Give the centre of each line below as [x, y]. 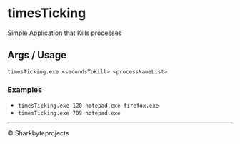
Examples [25, 89]
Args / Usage [37, 55]
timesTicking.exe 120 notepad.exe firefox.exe [88, 106]
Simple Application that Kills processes [65, 33]
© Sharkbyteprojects [38, 133]
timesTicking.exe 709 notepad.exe [69, 113]
